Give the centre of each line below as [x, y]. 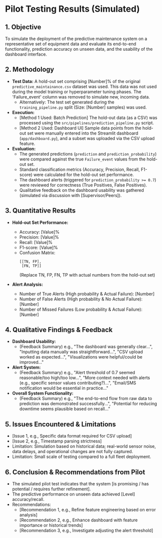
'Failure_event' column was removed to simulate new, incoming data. [81, 97]
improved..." [31, 362]
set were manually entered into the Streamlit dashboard [83, 133]
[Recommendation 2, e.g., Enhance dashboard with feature [78, 520]
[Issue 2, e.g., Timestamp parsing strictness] [57, 441]
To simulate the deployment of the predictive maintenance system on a [76, 39]
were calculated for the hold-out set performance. [84, 175]
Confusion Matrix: [37, 253]
